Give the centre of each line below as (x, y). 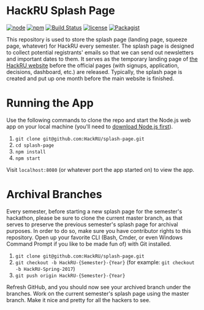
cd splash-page (35, 145)
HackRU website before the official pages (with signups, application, (93, 65)
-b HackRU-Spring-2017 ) (45, 268)
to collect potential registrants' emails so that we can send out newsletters (100, 52)
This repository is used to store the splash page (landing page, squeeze (97, 39)
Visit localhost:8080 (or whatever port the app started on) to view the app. (100, 169)
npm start (28, 158)
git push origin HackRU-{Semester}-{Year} (70, 276)
